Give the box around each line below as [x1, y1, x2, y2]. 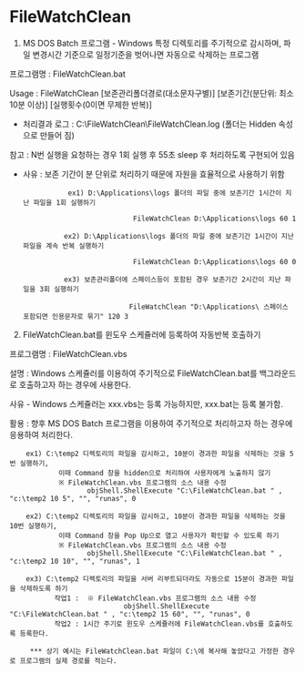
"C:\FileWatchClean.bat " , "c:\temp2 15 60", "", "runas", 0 [9, 609, 250, 618]
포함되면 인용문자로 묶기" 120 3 [22, 311, 129, 321]
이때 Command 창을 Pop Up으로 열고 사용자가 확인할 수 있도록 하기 [57, 531, 280, 540]
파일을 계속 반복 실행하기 [22, 241, 105, 250]
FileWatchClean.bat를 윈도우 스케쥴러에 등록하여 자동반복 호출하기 [22, 329, 261, 340]
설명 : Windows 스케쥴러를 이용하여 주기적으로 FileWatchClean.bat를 [9, 367, 258, 379]
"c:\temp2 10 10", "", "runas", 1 [9, 556, 141, 566]
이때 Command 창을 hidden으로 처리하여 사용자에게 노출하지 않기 [57, 468, 271, 477]
